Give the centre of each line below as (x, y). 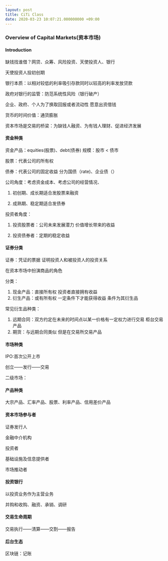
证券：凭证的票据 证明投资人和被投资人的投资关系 (56, 260)
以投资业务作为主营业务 (29, 494)
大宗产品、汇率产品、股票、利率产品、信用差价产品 (58, 402)
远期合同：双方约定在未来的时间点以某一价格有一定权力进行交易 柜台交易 (88, 319)
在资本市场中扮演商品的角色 (34, 270)
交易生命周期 (18, 517)
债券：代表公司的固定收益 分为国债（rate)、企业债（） (61, 171)
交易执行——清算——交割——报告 (40, 529)
